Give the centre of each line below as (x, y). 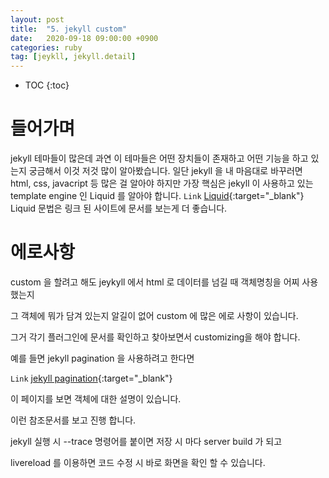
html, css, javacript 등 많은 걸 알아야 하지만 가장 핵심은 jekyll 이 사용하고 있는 (162, 183)
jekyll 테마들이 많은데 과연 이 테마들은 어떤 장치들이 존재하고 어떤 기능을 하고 (159, 158)
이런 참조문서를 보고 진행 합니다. (73, 420)
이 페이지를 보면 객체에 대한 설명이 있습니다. (96, 399)
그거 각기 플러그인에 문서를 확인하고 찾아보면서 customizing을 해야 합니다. (155, 337)
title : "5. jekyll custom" (69, 29)
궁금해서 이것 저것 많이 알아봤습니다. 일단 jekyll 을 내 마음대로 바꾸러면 (165, 171)
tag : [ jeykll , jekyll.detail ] (73, 57)
